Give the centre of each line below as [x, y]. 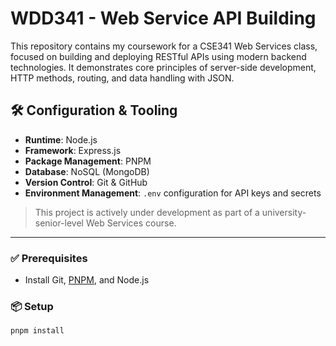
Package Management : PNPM [88, 161]
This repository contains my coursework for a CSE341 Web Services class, [164, 46]
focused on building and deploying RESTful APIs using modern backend [158, 56]
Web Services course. [131, 223]
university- [284, 212]
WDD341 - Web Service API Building [163, 18]
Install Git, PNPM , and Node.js [87, 280]
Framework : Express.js [73, 150]
